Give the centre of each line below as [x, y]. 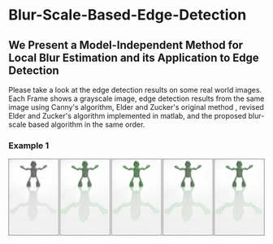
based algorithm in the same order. [87, 124]
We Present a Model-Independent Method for [126, 45]
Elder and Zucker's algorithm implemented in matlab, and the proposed [128, 116]
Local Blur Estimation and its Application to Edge [134, 57]
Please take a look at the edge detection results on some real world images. [135, 90]
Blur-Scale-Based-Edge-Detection [128, 15]
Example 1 [29, 146]
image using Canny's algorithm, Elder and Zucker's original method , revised [136, 107]
